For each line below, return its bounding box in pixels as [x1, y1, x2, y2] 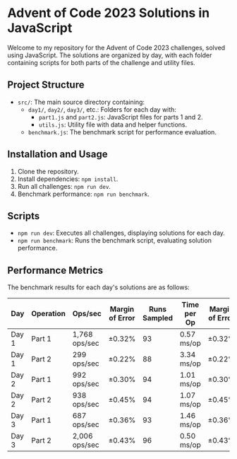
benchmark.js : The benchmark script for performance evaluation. [28, 127, 217, 136]
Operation [31, 309, 66, 319]
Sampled [142, 313, 174, 323]
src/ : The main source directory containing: [17, 98, 145, 106]
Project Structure [7, 79, 85, 91]
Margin [109, 304, 135, 314]
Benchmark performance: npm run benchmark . [17, 190, 150, 198]
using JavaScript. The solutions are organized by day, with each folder [7, 51, 212, 59]
